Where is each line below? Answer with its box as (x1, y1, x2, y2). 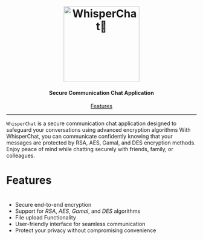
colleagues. (6, 152, 35, 160)
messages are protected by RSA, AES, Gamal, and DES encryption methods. (6, 139, 196, 146)
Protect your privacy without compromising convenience (14, 227, 156, 234)
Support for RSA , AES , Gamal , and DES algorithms (14, 207, 141, 215)
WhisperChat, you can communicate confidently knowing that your (6, 133, 173, 140)
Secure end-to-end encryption (14, 201, 92, 208)
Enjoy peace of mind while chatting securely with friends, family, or (6, 146, 173, 153)
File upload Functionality (14, 213, 77, 221)
